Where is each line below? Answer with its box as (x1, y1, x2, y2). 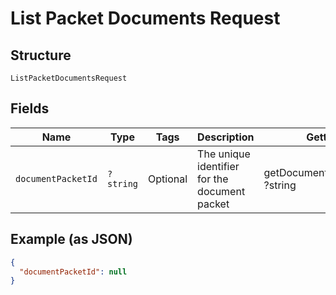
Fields (10, 100, 50, 117)
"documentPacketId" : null (19, 267, 128, 277)
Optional (148, 172, 188, 186)
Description (197, 130, 255, 144)
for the (197, 172, 229, 186)
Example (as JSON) (10, 231, 133, 248)
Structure (10, 47, 72, 64)
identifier (197, 159, 240, 173)
